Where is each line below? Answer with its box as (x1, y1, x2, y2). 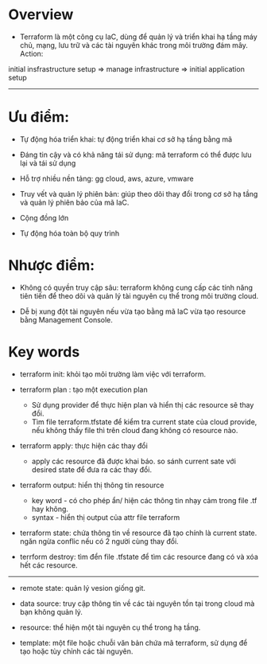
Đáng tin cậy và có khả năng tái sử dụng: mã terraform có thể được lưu (19, 150, 252, 159)
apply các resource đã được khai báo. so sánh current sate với (31, 456, 237, 466)
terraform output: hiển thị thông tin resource (19, 480, 164, 490)
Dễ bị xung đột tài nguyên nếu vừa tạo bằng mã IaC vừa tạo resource (19, 307, 246, 316)
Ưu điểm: (8, 108, 70, 127)
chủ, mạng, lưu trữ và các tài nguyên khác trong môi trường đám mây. (19, 40, 249, 49)
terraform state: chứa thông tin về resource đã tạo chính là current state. (19, 528, 257, 537)
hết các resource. (19, 560, 78, 570)
